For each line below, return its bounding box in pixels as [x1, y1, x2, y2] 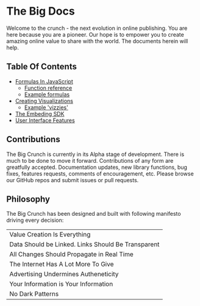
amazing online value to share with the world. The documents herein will [6, 37, 188, 44]
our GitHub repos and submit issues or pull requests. [6, 176, 139, 183]
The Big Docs [6, 4, 75, 18]
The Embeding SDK [15, 110, 65, 117]
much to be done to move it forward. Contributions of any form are [6, 157, 174, 164]
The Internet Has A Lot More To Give [9, 260, 114, 269]
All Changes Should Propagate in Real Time [9, 250, 134, 258]
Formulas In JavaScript [15, 77, 73, 85]
